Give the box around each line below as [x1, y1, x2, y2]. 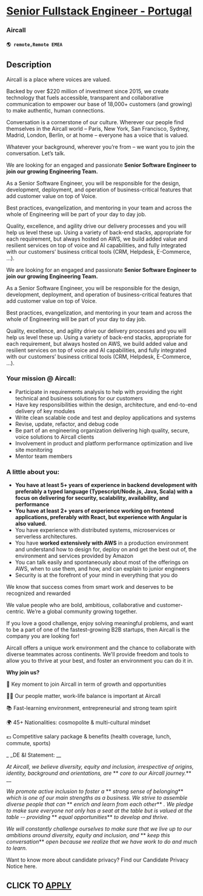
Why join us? [6, 669, 40, 676]
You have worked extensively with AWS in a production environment [15, 539, 189, 546]
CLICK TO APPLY [6, 880, 72, 891]
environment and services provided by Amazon [15, 553, 133, 560]
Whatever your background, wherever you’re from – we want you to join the [6, 143, 195, 150]
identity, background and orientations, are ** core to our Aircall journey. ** [6, 769, 192, 777]
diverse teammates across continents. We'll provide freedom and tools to [6, 651, 189, 658]
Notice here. [6, 863, 38, 870]
